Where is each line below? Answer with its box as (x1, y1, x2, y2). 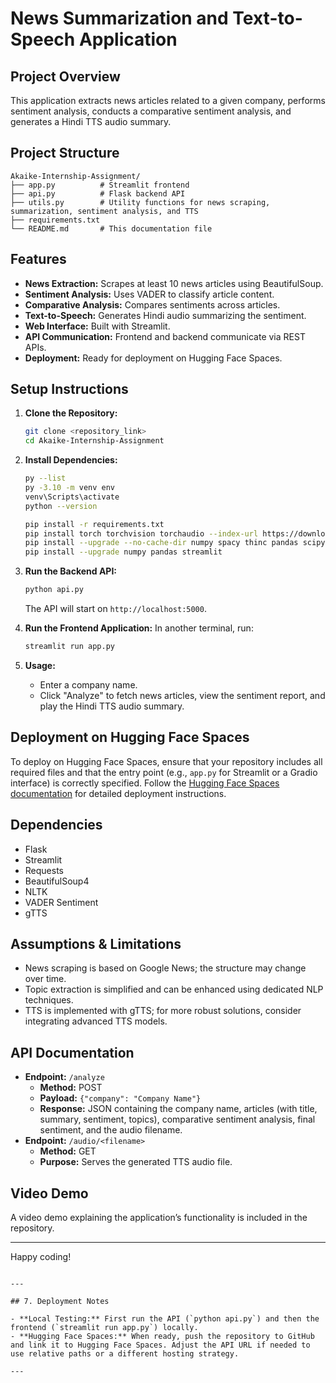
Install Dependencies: (24, 454, 118, 466)
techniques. (24, 994, 74, 1006)
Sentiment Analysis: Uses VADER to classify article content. (24, 288, 275, 300)
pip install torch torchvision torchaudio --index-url (24, 528, 259, 539)
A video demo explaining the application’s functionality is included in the (10, 1212, 308, 1223)
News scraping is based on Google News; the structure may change (24, 962, 307, 974)
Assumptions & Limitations (10, 935, 182, 952)
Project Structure (10, 145, 120, 162)
